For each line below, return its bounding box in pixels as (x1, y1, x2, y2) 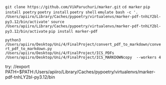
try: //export (5, 64, 30, 69)
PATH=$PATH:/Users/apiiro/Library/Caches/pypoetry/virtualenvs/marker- (5, 69, 156, 75)
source (51, 19, 65, 24)
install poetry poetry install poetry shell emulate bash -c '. (5, 10, 138, 15)
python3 (5, 38, 21, 42)
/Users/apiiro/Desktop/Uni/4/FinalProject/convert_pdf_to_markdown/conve (5, 42, 162, 47)
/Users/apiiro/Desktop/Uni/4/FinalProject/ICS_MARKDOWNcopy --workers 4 (5, 55, 162, 60)
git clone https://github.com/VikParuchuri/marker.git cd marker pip (5, 4, 151, 9)
